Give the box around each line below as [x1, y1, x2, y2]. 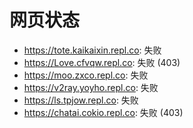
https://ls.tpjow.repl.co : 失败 [23, 94, 139, 106]
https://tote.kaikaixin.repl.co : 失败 [23, 44, 162, 56]
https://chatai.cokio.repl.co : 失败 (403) [23, 106, 184, 118]
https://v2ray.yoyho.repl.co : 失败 [23, 81, 159, 93]
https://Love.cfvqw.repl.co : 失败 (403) [23, 56, 181, 68]
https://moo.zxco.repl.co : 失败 [23, 69, 149, 81]
